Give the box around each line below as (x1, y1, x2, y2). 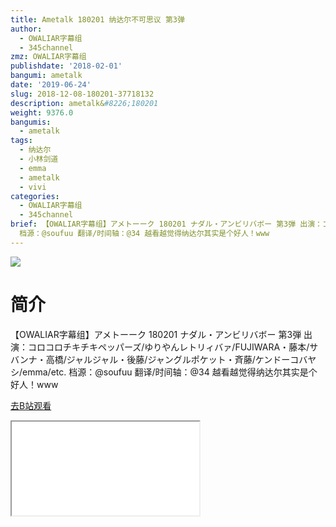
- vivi (19, 182, 47, 192)
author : (10, 24, 43, 34)
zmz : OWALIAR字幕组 (10, 52, 87, 62)
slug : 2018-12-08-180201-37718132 (10, 89, 155, 99)
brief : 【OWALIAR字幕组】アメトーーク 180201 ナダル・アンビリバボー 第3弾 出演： (10, 219, 323, 230)
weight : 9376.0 (10, 107, 74, 118)
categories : (10, 191, 60, 201)
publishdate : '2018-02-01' (10, 61, 123, 71)
